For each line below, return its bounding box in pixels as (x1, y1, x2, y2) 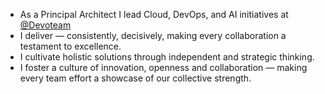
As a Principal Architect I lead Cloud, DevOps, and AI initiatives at (19, 9, 289, 20)
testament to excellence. (19, 40, 122, 52)
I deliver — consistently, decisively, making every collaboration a (19, 30, 287, 41)
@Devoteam (19, 19, 72, 31)
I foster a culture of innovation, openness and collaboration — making (19, 62, 308, 73)
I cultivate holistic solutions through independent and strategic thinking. (19, 51, 315, 63)
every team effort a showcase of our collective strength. (19, 72, 252, 84)
